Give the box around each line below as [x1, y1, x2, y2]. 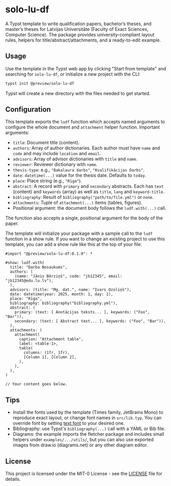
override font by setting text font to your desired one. [12, 420, 125, 426]
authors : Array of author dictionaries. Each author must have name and [12, 145, 160, 151]
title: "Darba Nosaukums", [10, 265, 68, 270]
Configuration [5, 105, 51, 114]
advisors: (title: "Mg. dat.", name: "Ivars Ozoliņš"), [10, 287, 132, 292]
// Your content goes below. [5, 382, 68, 387]
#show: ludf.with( [5, 260, 45, 266]
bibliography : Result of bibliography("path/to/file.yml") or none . [12, 194, 154, 200]
